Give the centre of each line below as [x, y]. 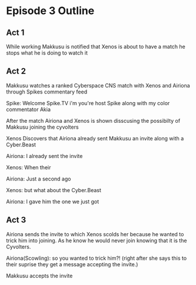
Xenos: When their [29, 167]
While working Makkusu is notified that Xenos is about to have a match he [96, 46]
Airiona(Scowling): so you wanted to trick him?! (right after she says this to [97, 258]
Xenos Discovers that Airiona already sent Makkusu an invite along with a [95, 138]
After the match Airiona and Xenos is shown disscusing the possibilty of [93, 120]
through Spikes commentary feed [47, 92]
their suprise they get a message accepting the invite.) [72, 264]
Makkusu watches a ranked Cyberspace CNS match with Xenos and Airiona [98, 85]
